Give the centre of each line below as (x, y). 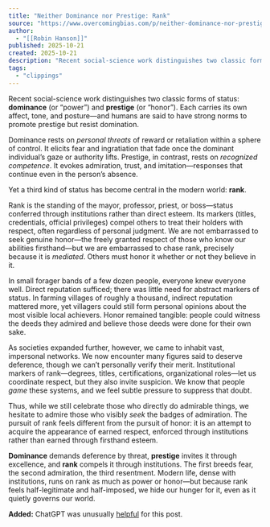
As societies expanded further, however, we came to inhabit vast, (117, 348)
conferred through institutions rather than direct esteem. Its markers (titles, (132, 213)
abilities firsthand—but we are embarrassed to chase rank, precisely (121, 248)
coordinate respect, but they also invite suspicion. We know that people (127, 381)
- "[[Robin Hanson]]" (52, 38)
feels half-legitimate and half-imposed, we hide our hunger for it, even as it (132, 490)
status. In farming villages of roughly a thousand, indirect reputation (121, 298)
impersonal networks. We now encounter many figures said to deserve (125, 356)
